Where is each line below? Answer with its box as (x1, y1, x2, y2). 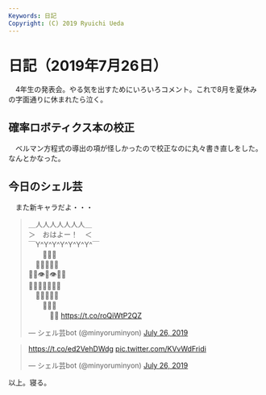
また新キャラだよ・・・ (15, 202, 94, 212)
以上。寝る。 (8, 378, 51, 388)
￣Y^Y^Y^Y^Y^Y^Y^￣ (27, 239, 100, 250)
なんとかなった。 (8, 154, 65, 164)
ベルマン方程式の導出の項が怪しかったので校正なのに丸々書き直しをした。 (15, 143, 263, 153)
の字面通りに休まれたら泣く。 (8, 94, 107, 105)
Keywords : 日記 (8, 11, 57, 20)
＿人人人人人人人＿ (27, 219, 93, 230)
